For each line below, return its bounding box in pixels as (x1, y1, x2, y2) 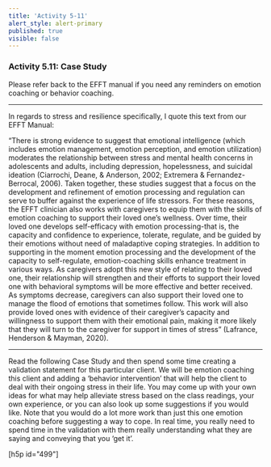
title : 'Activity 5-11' (8, 11, 89, 20)
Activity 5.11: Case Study (8, 61, 107, 73)
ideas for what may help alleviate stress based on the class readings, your (8, 390, 255, 400)
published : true (8, 27, 63, 35)
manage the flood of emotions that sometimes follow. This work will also (8, 298, 248, 308)
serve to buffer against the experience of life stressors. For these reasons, (8, 196, 256, 205)
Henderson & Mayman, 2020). (8, 333, 109, 343)
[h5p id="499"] (8, 449, 59, 459)
